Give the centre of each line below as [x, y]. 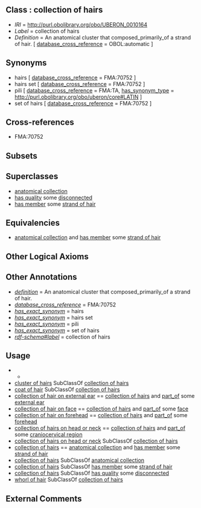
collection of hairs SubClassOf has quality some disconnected [92, 473]
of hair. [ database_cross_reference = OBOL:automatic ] [84, 44]
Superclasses [32, 176]
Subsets [21, 156]
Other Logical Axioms [47, 256]
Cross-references [40, 123]
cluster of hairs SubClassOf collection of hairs [72, 383]
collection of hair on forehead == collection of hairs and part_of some [101, 415]
